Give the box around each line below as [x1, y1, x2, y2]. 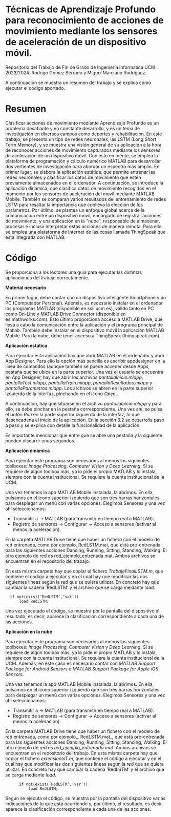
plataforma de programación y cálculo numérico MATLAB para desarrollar [5, 158, 161, 164]
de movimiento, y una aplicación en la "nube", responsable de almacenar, [5, 218, 160, 224]
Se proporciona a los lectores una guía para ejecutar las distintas [5, 269, 142, 275]
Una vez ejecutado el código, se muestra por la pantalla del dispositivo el [5, 607, 160, 614]
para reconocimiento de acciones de [5, 14, 164, 26]
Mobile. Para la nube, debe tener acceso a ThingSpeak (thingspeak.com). [5, 332, 161, 339]
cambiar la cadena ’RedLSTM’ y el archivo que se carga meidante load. [5, 584, 155, 590]
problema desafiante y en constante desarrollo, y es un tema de [5, 125, 140, 131]
